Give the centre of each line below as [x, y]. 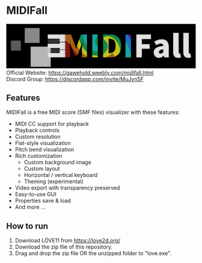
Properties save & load [43, 201]
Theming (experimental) [54, 182]
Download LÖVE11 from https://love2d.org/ [68, 241]
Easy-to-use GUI [35, 194]
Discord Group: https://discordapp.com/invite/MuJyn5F [75, 79]
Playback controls [37, 131]
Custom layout [42, 169]
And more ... [30, 207]
